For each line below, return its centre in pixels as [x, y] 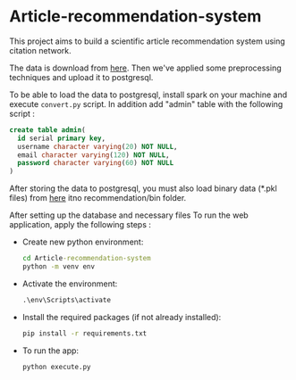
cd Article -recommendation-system [86, 259]
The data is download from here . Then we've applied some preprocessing [145, 68]
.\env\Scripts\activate [67, 300]
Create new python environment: [83, 242]
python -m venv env [59, 267]
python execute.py [56, 367]
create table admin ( [48, 130]
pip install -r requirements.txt [85, 333]
